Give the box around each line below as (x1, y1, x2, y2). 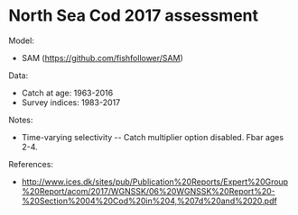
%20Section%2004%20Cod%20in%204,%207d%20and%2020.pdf (21, 195, 277, 206)
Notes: (8, 114, 33, 125)
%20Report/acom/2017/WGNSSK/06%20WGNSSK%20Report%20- (21, 185, 276, 196)
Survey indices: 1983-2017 (21, 96, 121, 108)
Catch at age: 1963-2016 (21, 87, 114, 98)
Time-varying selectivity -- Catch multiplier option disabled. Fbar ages (21, 131, 284, 142)
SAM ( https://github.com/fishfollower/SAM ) (21, 52, 184, 63)
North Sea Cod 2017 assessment (8, 5, 259, 26)
